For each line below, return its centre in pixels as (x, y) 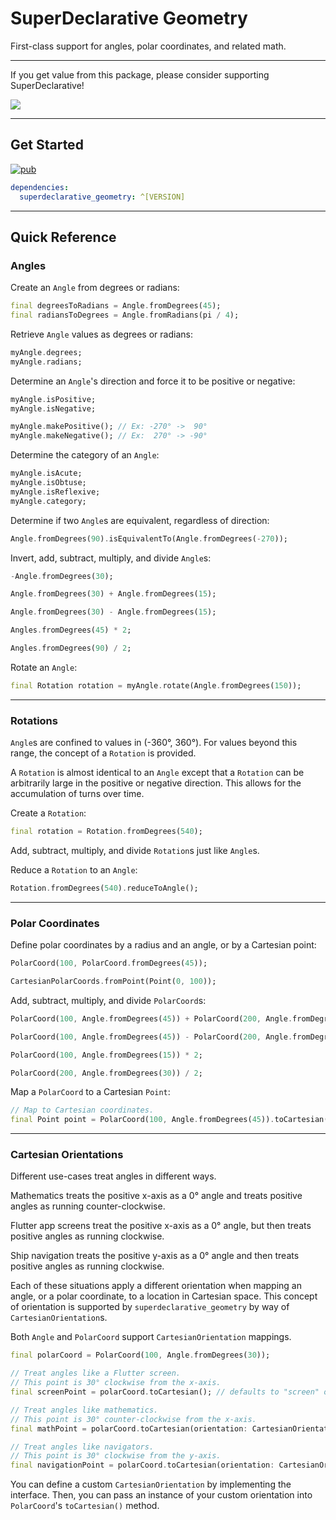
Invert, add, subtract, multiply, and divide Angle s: (111, 558)
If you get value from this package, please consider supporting (140, 74)
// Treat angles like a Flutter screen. (96, 1373)
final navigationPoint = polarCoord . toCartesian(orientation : (142, 1465)
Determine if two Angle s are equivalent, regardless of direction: (140, 520)
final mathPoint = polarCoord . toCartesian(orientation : (129, 1428)
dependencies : (40, 187)
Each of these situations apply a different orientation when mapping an (156, 1286)
